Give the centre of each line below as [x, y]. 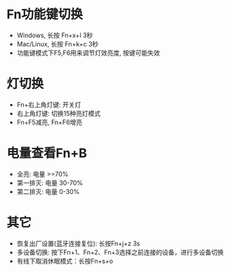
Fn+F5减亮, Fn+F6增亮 [49, 122]
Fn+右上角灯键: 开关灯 [49, 104]
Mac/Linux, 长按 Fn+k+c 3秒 [58, 44]
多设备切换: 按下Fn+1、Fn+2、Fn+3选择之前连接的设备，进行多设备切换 [120, 252]
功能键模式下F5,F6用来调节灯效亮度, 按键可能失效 [88, 53]
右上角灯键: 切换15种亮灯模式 [59, 113]
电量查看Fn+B [47, 154]
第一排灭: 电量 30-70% [50, 183]
